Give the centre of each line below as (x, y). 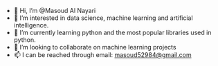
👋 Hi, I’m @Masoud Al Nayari (55, 11)
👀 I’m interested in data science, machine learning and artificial (103, 18)
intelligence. (31, 25)
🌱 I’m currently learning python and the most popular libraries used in (112, 32)
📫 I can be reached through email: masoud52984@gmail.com (102, 55)
